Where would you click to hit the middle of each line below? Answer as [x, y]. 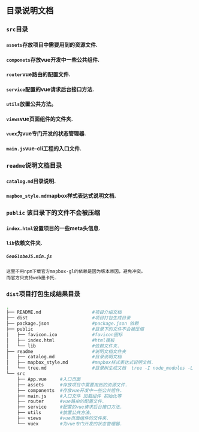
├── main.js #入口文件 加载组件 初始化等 [69, 396]
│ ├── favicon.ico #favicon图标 [64, 334]
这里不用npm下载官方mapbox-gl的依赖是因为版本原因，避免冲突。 [76, 271]
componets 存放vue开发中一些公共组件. [53, 59]
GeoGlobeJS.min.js [29, 256]
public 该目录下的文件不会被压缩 [53, 213]
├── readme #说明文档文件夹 [66, 351]
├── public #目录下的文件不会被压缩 [75, 329]
